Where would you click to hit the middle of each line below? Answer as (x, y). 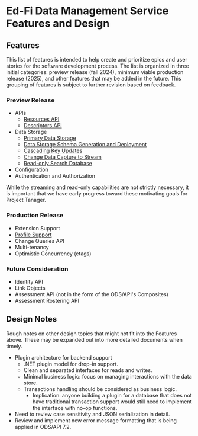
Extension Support (37, 228)
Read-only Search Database (58, 163)
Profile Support (33, 235)
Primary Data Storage (50, 138)
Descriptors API (43, 126)
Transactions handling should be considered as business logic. (100, 389)
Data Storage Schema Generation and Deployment (85, 145)
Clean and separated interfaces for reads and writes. (88, 370)
